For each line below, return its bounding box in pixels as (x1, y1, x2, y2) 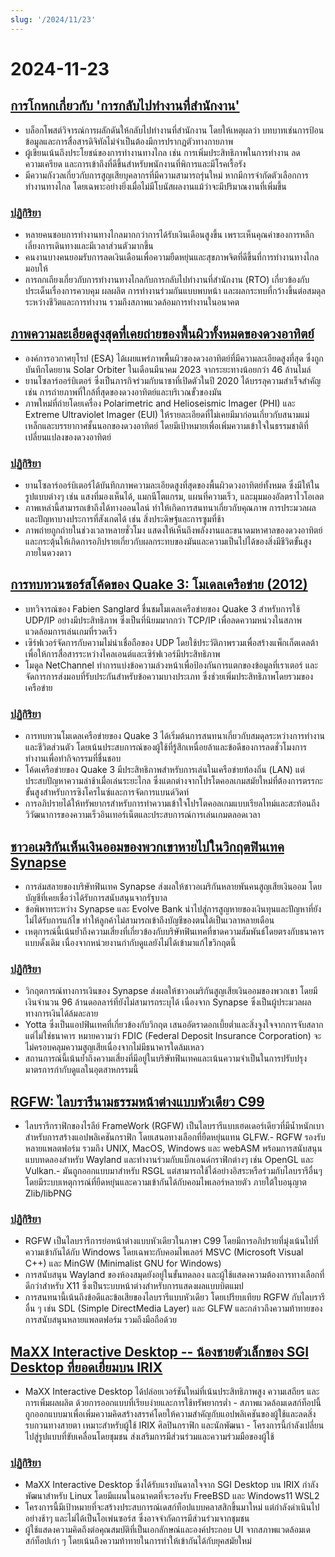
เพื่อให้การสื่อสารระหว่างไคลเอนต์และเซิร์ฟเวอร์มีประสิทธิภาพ (24, 647, 221, 660)
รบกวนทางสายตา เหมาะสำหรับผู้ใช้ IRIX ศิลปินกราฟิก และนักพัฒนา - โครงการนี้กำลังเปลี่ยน (24, 1419, 325, 1431)
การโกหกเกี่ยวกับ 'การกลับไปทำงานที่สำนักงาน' (10, 97, 240, 115)
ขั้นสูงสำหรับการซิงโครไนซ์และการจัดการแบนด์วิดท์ (24, 786, 190, 798)
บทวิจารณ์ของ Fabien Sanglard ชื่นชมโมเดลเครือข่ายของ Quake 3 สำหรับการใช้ (24, 602, 301, 615)
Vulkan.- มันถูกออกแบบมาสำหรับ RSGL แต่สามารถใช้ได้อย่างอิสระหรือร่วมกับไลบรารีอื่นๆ (24, 1165, 323, 1177)
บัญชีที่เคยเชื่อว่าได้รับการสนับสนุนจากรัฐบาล (24, 891, 168, 903)
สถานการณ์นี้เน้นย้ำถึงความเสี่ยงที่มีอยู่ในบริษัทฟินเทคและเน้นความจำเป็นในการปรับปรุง (24, 1052, 307, 1065)
